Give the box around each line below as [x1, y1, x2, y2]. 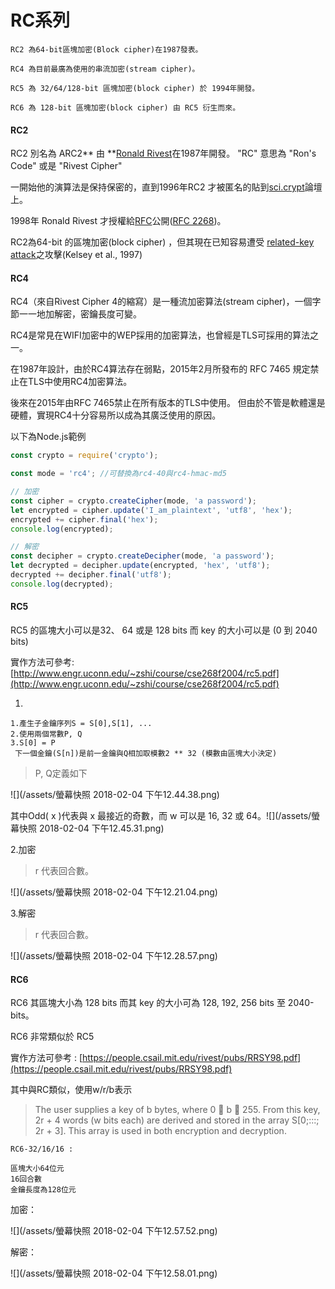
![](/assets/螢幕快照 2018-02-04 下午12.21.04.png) [10, 886, 218, 898]
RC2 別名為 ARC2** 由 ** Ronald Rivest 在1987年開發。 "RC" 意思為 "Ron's [10, 147, 317, 160]
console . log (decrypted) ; [10, 579, 114, 589]
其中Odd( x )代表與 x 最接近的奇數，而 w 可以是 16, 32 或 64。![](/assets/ [10, 810, 312, 822]
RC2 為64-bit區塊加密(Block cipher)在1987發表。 [10, 44, 203, 55]
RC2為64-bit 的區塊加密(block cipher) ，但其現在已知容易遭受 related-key [10, 236, 315, 248]
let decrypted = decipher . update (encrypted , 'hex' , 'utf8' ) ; [10, 561, 271, 571]
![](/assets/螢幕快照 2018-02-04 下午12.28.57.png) [10, 950, 218, 962]
